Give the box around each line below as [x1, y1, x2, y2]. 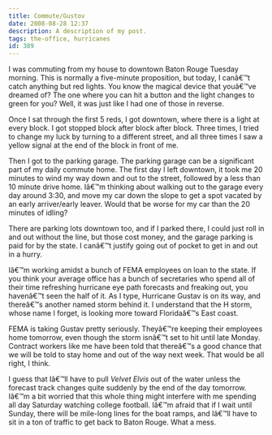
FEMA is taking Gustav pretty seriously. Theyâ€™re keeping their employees [8, 324, 263, 334]
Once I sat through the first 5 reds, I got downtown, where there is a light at [8, 114, 260, 124]
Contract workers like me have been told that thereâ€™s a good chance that [8, 342, 262, 351]
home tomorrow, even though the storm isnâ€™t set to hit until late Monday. [8, 333, 261, 342]
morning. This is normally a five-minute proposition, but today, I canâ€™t [8, 73, 250, 83]
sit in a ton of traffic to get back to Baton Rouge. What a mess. [8, 417, 217, 427]
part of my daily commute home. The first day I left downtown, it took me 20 [8, 165, 263, 174]
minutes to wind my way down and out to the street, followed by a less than [8, 174, 261, 183]
